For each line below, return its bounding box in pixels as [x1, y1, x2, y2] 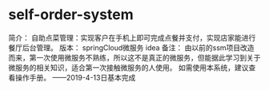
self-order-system [8, 6, 134, 24]
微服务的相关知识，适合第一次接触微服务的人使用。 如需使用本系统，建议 [8, 62, 249, 72]
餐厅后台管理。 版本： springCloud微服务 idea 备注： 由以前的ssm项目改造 [8, 42, 255, 53]
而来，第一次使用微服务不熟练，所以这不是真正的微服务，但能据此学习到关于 [8, 53, 261, 62]
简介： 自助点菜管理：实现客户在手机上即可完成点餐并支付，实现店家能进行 [8, 33, 256, 42]
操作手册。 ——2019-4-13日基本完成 [14, 72, 136, 82]
